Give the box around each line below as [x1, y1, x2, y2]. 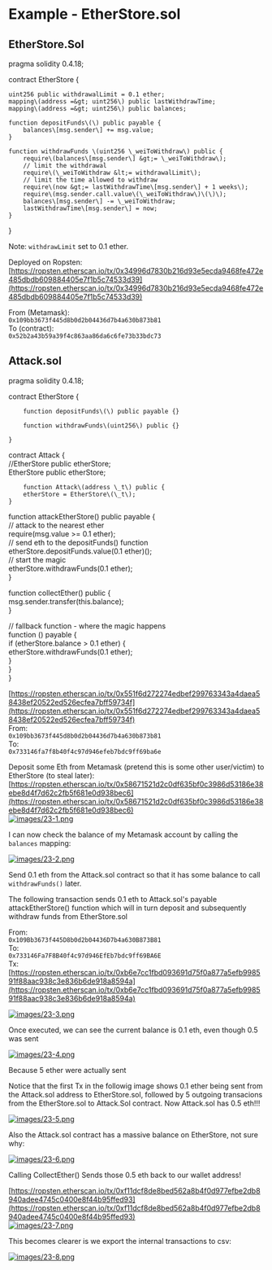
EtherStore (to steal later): [8, 770, 95, 780]
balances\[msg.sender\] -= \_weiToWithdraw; [23, 197, 176, 205]
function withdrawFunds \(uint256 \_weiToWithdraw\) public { [8, 147, 223, 155]
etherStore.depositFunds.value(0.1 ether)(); [8, 546, 153, 556]
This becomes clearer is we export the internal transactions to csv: [8, 1236, 231, 1246]
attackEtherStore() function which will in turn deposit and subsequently [8, 903, 247, 913]
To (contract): [8, 323, 54, 333]
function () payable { [8, 629, 77, 639]
